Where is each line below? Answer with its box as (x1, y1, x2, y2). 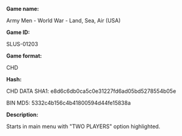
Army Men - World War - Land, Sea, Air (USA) (6, 17, 121, 24)
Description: (6, 111, 38, 118)
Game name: (6, 5, 39, 12)
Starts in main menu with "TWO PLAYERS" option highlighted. (6, 123, 161, 130)
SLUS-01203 (6, 41, 38, 47)
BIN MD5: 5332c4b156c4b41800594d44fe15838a (6, 100, 131, 106)
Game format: (6, 52, 42, 59)
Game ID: (6, 29, 30, 36)
